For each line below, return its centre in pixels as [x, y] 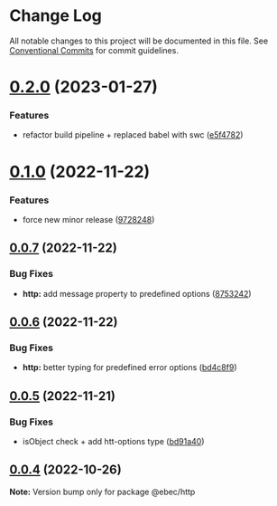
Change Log [55, 16]
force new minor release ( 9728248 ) [88, 219]
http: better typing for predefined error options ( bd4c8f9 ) [129, 368]
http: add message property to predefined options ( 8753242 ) [137, 293]
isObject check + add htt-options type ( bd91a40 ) [113, 441]
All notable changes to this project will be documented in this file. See [139, 41]
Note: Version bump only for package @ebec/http [102, 492]
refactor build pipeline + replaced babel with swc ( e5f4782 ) [133, 135]
